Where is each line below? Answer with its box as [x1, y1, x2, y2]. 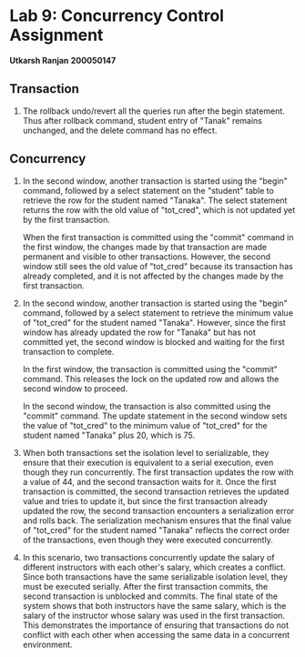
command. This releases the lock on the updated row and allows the [22, 373, 280, 384]
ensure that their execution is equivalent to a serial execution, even [22, 457, 274, 468]
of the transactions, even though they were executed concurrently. [22, 534, 273, 545]
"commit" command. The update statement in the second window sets [22, 410, 288, 421]
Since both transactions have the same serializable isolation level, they [22, 571, 289, 582]
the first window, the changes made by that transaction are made [22, 241, 267, 252]
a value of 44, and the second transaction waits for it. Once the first [22, 476, 277, 487]
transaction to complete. [22, 346, 115, 357]
